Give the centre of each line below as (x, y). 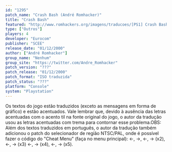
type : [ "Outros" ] (24, 29)
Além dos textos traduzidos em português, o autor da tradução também (81, 128)
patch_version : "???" (28, 67)
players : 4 (17, 34)
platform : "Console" (27, 86)
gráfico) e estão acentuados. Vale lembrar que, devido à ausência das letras (86, 111)
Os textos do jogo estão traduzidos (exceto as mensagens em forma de (81, 106)
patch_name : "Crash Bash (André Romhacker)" (53, 15)
